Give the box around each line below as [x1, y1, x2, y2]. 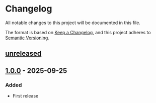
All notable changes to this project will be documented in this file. [5, 20, 141, 26]
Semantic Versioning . [5, 35, 49, 41]
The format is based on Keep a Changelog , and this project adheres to [5, 29, 151, 35]
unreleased [5, 49, 42, 58]
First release [12, 93, 39, 99]
